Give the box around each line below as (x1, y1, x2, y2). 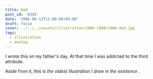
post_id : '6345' (5, 12, 39, 17)
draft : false (5, 21, 32, 26)
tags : (5, 30, 16, 35)
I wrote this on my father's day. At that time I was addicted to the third (5, 53, 149, 59)
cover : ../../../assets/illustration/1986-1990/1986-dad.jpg (5, 26, 135, 31)
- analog (9, 40, 28, 45)
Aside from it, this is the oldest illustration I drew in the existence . (5, 68, 141, 74)
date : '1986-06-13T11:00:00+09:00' (5, 16, 79, 21)
